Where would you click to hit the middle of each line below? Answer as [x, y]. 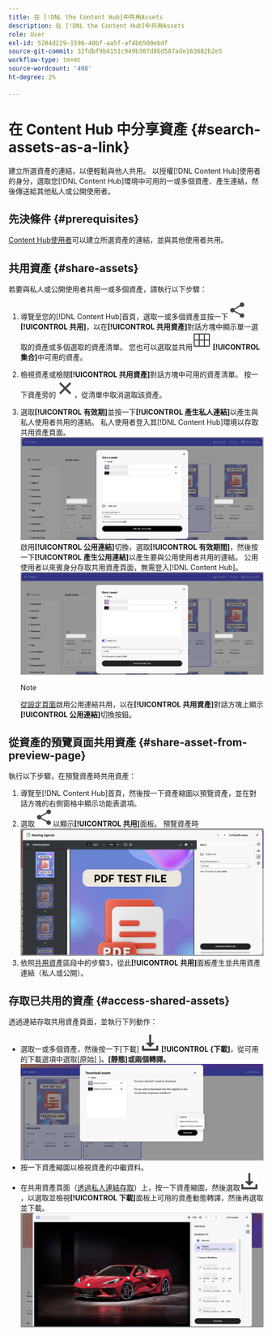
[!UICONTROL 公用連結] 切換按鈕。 [78, 714]
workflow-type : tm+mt [45, 60]
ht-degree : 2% [32, 77]
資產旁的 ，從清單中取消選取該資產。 [97, 395]
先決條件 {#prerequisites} [74, 219]
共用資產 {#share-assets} [74, 268]
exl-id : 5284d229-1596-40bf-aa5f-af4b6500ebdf [88, 43]
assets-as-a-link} [69, 147]
